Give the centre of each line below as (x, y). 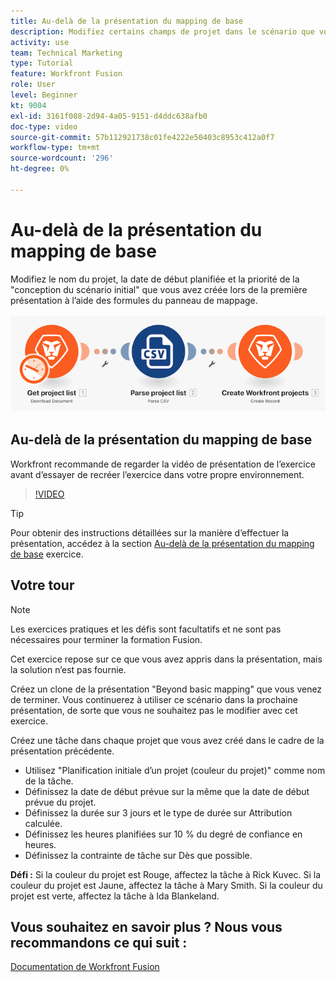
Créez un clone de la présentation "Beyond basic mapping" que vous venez (166, 689)
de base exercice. (47, 554)
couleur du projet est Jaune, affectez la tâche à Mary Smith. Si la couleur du (166, 885)
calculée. (43, 823)
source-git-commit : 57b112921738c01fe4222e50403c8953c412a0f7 (142, 137)
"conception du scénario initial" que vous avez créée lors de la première (159, 289)
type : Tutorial (42, 63)
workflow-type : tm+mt (55, 148)
